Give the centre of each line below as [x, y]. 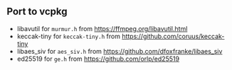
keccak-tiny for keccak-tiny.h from [68, 36]
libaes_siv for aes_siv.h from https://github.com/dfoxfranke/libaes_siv [120, 51]
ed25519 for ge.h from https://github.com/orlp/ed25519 [98, 59]
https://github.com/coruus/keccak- [173, 36]
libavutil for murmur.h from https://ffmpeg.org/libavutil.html [102, 28]
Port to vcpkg [37, 12]
